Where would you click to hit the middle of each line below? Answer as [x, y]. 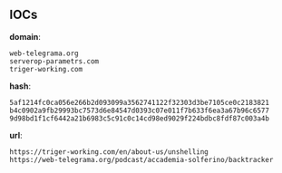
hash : [20, 86]
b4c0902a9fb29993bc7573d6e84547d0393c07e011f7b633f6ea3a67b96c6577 [140, 111]
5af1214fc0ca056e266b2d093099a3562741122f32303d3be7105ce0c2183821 [140, 102]
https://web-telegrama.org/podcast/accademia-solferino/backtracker [141, 159]
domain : [25, 36]
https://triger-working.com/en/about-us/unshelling [109, 152]
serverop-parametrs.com [54, 61]
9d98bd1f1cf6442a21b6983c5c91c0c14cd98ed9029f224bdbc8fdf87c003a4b [140, 118]
